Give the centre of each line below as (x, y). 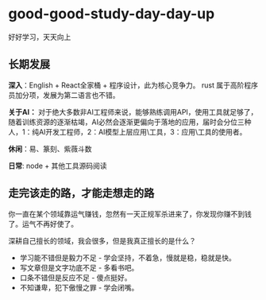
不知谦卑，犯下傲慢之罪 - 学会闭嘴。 (79, 287)
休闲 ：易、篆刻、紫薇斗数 (50, 149)
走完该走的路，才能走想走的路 (81, 193)
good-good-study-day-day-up (112, 14)
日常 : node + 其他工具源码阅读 (58, 166)
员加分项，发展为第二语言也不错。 (64, 95)
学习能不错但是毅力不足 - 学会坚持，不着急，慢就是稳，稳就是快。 (128, 257)
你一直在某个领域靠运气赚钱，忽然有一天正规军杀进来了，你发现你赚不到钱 (130, 214)
